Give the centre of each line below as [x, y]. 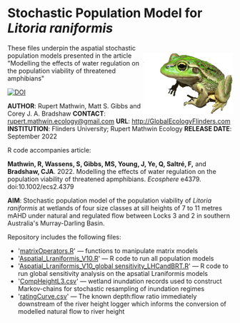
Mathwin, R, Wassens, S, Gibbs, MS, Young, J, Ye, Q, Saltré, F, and [107, 164]
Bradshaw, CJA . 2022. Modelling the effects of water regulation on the [112, 171]
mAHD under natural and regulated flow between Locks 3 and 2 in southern [119, 215]
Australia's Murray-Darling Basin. [56, 223]
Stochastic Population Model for [105, 13]
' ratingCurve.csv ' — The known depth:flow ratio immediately [107, 296]
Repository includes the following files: [64, 237]
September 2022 [32, 136]
